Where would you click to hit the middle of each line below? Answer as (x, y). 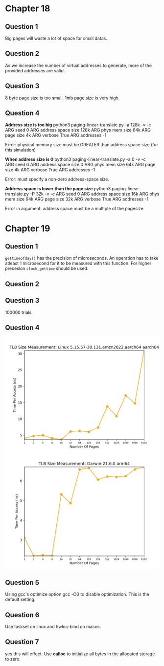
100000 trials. (19, 312)
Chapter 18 (28, 9)
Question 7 (22, 642)
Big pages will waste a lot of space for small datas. (56, 38)
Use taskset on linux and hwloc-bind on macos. (53, 627)
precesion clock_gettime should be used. (47, 268)
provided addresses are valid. (35, 70)
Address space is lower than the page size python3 (58, 189)
